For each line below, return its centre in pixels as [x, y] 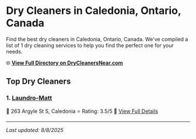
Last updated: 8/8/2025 [35, 130]
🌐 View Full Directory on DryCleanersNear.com [65, 63]
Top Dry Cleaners [38, 82]
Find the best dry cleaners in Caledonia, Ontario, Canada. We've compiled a [97, 39]
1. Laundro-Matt [29, 98]
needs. [14, 51]
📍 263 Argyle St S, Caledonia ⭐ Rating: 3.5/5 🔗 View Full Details [82, 111]
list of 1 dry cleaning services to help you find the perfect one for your [90, 45]
